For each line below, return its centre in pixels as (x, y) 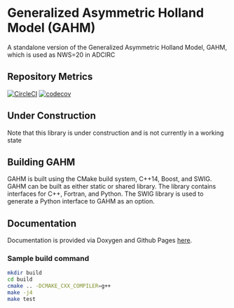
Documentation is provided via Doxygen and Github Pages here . (100, 241)
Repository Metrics (50, 77)
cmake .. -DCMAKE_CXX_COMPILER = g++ (59, 286)
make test (22, 299)
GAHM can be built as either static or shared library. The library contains (112, 187)
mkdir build (25, 273)
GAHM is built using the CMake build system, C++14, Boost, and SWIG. (110, 179)
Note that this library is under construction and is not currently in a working (116, 133)
